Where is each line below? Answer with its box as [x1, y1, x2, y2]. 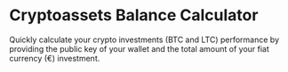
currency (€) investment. [9, 53, 100, 63]
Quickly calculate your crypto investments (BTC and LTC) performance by [9, 34, 280, 45]
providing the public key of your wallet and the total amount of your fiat [9, 43, 269, 54]
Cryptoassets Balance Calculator [9, 5, 259, 25]
